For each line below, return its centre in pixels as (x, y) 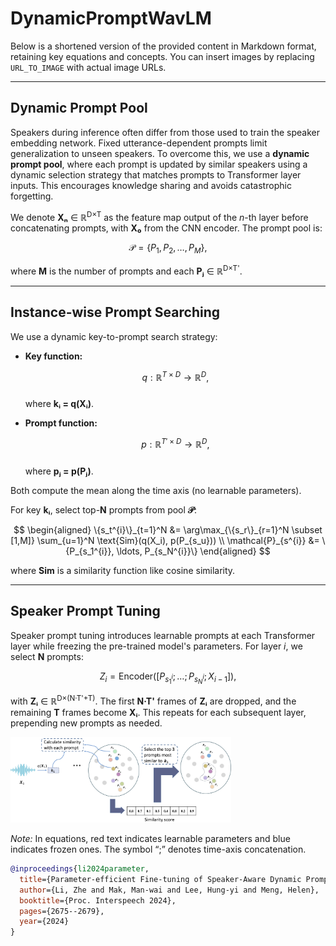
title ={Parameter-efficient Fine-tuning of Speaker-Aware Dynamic (160, 879)
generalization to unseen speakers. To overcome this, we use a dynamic (160, 153)
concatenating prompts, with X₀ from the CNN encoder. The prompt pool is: (166, 228)
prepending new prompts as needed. (86, 723)
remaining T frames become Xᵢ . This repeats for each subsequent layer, (158, 712)
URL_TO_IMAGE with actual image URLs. (88, 67)
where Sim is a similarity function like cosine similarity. (123, 570)
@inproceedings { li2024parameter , (80, 869)
